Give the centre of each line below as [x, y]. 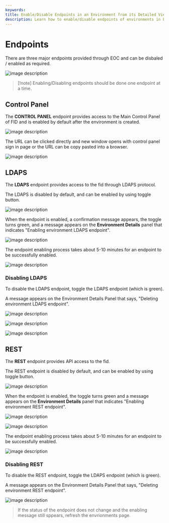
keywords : [16, 10]
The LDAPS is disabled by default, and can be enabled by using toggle [78, 194]
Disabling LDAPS [26, 278]
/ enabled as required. [28, 64]
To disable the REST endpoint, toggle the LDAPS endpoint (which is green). [83, 476]
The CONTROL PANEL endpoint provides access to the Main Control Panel [82, 117]
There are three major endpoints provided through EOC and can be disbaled [84, 58]
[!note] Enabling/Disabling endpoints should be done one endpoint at [89, 83]
